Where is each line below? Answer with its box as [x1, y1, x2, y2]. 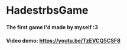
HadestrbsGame [6, 4, 89, 17]
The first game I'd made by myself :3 [6, 23, 99, 30]
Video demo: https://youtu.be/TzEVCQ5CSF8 [6, 37, 121, 45]
